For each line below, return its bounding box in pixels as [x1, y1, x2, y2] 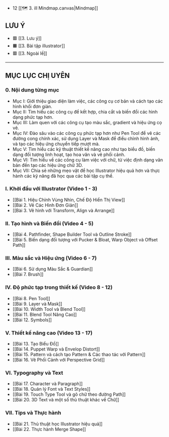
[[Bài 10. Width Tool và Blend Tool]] [12, 306, 86, 312]
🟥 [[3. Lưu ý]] [12, 35, 42, 41]
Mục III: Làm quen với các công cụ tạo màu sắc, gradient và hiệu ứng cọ [12, 119, 162, 125]
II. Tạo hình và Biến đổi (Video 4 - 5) [5, 220, 94, 227]
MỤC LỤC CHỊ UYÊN [5, 71, 70, 80]
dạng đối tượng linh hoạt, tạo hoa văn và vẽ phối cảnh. [12, 151, 126, 157]
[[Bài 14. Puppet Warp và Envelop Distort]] [12, 346, 100, 352]
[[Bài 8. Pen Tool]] [12, 295, 50, 301]
